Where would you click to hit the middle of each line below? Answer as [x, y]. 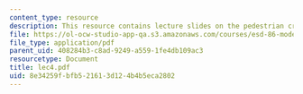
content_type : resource [54, 17]
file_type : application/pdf [62, 43]
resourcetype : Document [54, 59]
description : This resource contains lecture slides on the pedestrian [147, 26]
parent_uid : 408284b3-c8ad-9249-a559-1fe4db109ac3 [106, 51]
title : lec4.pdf [40, 68]
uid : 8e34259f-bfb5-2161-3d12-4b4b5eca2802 [92, 76]
